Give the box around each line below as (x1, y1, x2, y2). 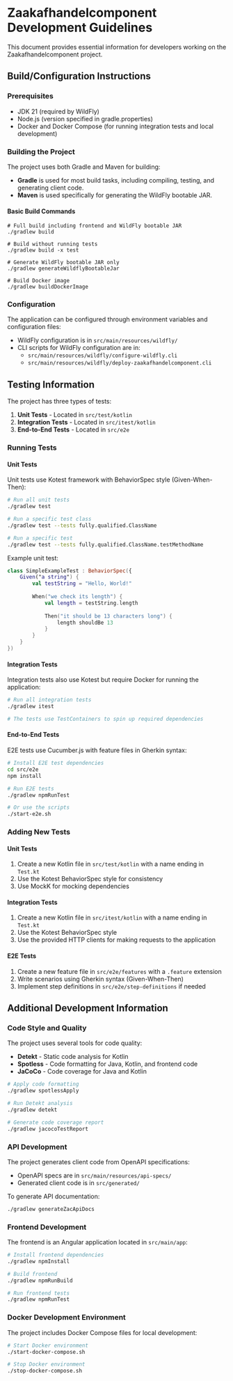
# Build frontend (7, 1270, 58, 1277)
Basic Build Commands (7, 207, 76, 215)
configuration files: (7, 323, 61, 331)
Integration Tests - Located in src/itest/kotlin (17, 418, 156, 427)
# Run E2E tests (7, 785, 54, 792)
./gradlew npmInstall (7, 1258, 70, 1265)
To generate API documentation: (7, 1192, 100, 1200)
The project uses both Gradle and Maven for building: (7, 162, 161, 171)
